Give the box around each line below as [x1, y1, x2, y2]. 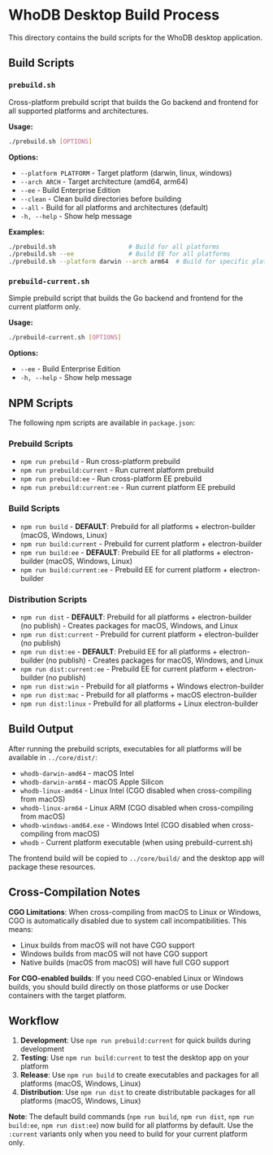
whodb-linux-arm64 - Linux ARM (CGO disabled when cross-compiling [19, 803, 253, 812]
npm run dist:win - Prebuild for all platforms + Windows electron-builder [19, 681, 264, 691]
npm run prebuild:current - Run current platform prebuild [19, 466, 214, 475]
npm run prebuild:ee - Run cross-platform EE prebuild [19, 474, 201, 483]
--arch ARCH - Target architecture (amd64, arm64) [19, 177, 188, 186]
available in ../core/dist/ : [8, 752, 97, 762]
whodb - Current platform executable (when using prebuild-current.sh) [19, 837, 253, 847]
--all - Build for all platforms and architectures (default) [19, 202, 209, 212]
